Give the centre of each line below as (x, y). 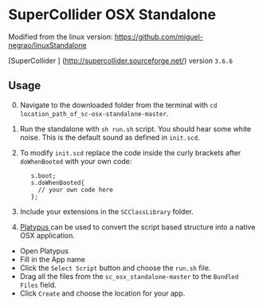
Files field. (38, 284)
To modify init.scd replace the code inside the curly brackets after (130, 152)
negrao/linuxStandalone (47, 45)
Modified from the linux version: (61, 37)
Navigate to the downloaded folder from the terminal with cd (118, 104)
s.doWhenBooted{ (58, 182)
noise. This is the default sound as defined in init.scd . (110, 137)
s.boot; (43, 176)
